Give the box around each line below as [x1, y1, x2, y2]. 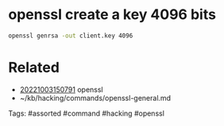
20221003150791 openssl [19, 85, 103, 94]
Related [8, 59, 60, 76]
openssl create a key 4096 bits [8, 6, 217, 24]
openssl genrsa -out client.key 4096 [8, 32, 133, 40]
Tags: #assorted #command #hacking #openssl [8, 109, 165, 118]
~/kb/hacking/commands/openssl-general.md [19, 93, 172, 102]
